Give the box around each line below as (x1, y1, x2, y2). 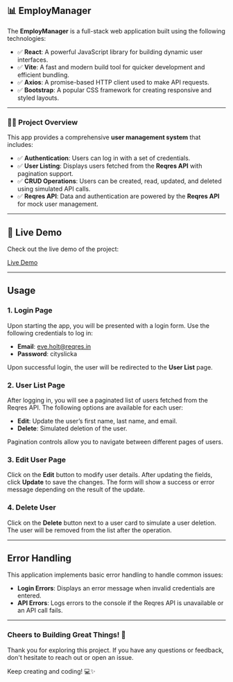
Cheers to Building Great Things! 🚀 (7, 630, 126, 640)
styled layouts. (17, 94, 60, 102)
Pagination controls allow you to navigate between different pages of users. (7, 437, 223, 446)
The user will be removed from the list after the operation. (7, 525, 172, 534)
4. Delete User (7, 502, 57, 512)
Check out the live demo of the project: (7, 245, 119, 253)
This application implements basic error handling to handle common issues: (7, 570, 223, 579)
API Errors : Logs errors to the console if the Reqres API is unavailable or (17, 599, 224, 607)
